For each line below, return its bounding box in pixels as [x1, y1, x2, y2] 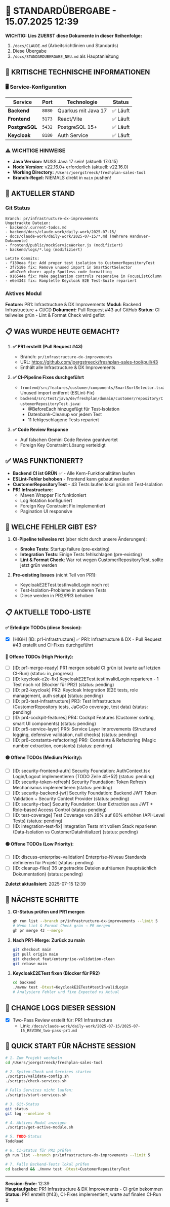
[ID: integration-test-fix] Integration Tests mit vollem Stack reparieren [12, 823, 157, 829]
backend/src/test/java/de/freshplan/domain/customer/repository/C [20, 396, 163, 401]
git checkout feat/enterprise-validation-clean [12, 956, 115, 962]
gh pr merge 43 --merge [12, 928, 63, 933]
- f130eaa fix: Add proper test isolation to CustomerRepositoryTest [5, 260, 155, 266]
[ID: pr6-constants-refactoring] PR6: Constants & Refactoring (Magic [12, 737, 156, 743]
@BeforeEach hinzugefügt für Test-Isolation [27, 406, 120, 412]
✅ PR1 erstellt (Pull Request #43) [12, 343, 83, 349]
